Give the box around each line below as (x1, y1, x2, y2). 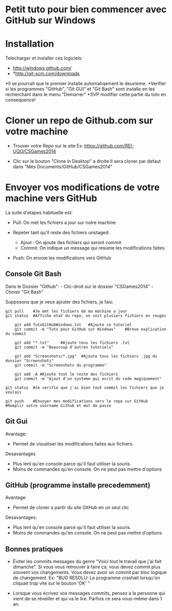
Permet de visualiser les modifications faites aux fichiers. (12, 440, 134, 447)
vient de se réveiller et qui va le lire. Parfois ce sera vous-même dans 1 (12, 596, 162, 602)
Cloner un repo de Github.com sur (5, 115, 154, 126)
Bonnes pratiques (5, 545, 63, 553)
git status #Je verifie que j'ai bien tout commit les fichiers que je (5, 385, 164, 390)
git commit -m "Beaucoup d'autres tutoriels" (14, 344, 114, 350)
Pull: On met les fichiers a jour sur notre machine (12, 219, 117, 226)
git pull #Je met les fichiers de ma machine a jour (5, 308, 127, 314)
